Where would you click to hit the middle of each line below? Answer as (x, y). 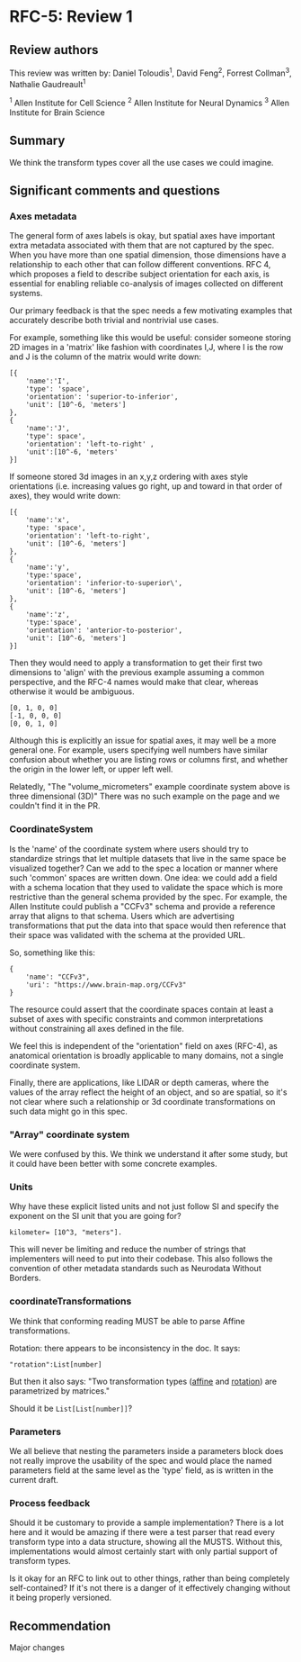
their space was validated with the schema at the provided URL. (127, 935)
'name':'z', (48, 615)
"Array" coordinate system (70, 1134)
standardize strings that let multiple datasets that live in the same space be (148, 858)
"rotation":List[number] (56, 1364)
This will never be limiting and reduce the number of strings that (128, 1250)
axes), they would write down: (65, 496)
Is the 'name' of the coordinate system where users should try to (129, 849)
